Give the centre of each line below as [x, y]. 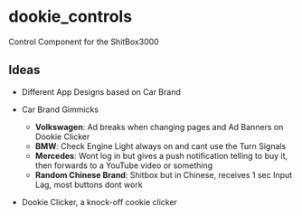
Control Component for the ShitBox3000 [84, 42]
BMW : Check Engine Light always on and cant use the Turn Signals [160, 146]
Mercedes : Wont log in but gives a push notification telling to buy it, [161, 155]
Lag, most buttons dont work [89, 184]
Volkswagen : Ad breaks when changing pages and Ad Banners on [159, 127]
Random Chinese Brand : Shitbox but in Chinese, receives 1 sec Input [164, 174]
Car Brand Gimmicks [60, 109]
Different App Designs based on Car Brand [101, 91]
